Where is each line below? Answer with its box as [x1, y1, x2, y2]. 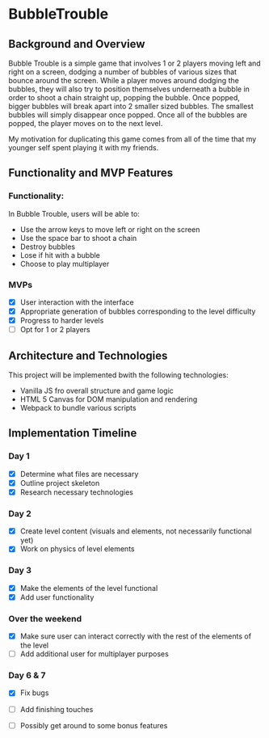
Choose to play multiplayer [19, 259, 110, 268]
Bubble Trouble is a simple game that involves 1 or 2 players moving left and [8, 58, 261, 68]
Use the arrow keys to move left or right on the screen [19, 224, 200, 234]
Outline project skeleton [19, 478, 100, 487]
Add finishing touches [19, 704, 94, 714]
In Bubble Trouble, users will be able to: [8, 209, 140, 218]
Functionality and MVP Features [8, 167, 174, 180]
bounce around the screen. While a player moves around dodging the [8, 76, 240, 85]
